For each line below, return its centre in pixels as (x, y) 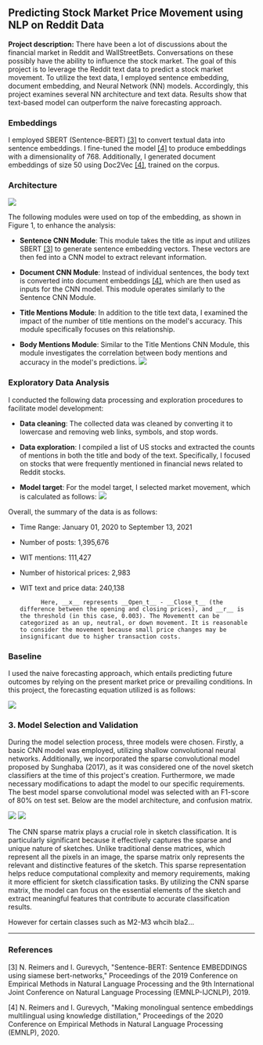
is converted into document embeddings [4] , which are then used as (130, 281)
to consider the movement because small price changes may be (123, 630)
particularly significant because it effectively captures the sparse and (120, 840)
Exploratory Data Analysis (59, 382)
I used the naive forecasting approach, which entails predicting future (120, 673)
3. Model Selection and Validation (73, 725)
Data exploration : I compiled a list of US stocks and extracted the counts (137, 447)
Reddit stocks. (43, 472)
